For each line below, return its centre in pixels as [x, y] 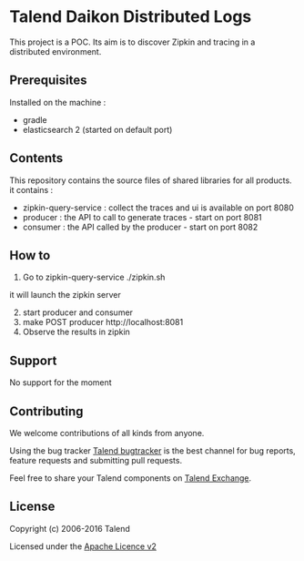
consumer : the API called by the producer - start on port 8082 [140, 227]
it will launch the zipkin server [65, 295]
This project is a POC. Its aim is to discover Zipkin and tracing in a [132, 42]
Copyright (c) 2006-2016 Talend [70, 528]
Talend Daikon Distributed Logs [131, 17]
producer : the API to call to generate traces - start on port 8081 [142, 217]
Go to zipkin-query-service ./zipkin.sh [94, 277]
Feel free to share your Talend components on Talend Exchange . [131, 478]
